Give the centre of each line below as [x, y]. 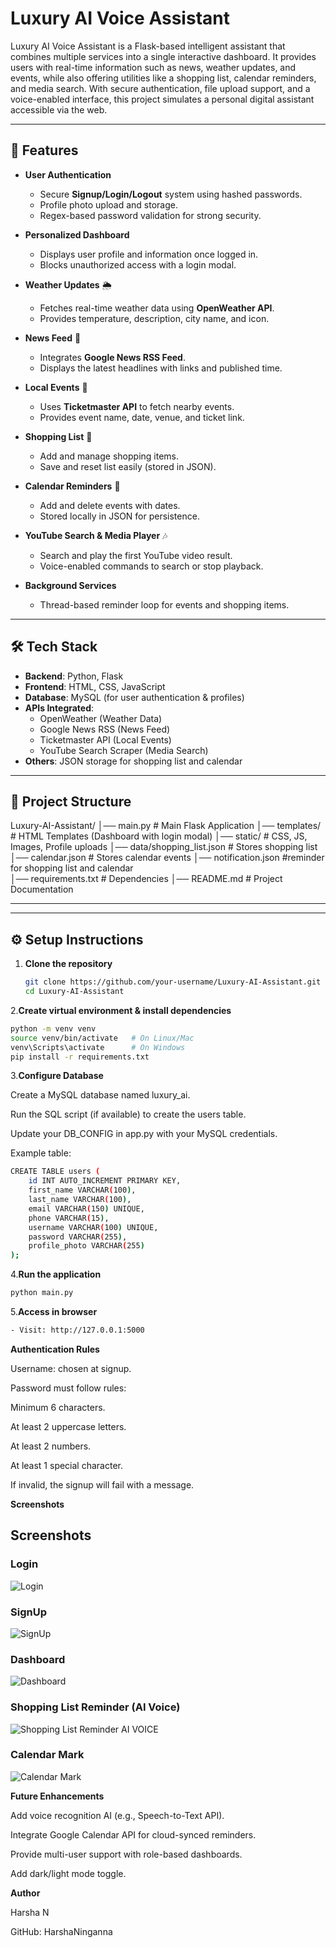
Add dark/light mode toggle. [68, 1873]
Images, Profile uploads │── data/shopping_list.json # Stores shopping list [164, 847]
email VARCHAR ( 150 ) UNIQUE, [86, 1208]
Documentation [42, 889]
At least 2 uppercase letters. [68, 1426]
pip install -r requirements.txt [80, 1057]
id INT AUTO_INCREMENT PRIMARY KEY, [105, 1181]
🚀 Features [44, 150]
